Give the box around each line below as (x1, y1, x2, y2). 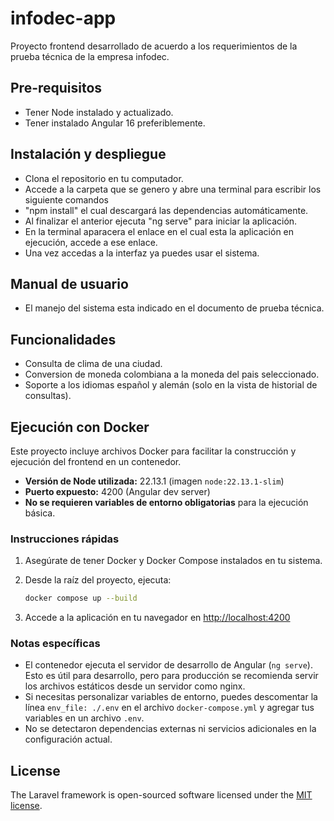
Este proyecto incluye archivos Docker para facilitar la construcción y (10, 445, 297, 457)
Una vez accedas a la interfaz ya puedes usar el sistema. (24, 247, 260, 259)
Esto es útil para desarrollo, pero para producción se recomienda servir (24, 670, 319, 682)
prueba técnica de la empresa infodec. (10, 50, 170, 62)
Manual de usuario (10, 275, 129, 292)
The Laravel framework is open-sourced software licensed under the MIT (10, 789, 313, 801)
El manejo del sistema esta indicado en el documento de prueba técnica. (24, 302, 325, 314)
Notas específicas (10, 637, 101, 651)
